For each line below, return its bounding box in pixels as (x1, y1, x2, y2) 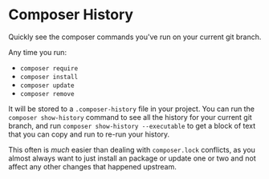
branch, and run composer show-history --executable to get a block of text (8, 121, 256, 130)
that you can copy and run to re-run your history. (8, 129, 170, 139)
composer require (19, 64, 79, 73)
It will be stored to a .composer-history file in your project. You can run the (8, 104, 255, 113)
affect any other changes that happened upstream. (8, 161, 177, 171)
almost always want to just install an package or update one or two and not (8, 153, 256, 163)
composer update (19, 82, 75, 89)
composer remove (19, 89, 75, 97)
